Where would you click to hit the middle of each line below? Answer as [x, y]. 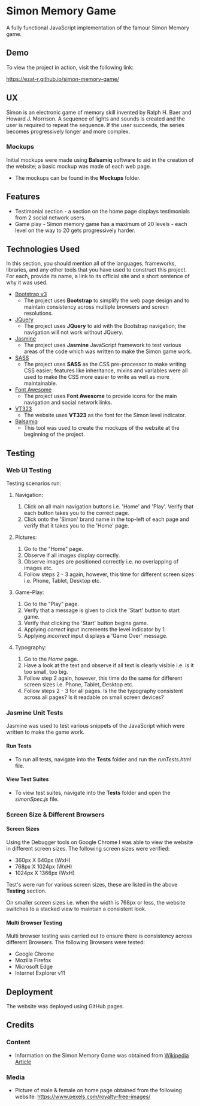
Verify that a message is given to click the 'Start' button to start [102, 610]
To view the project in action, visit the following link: [70, 67]
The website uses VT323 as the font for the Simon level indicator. [105, 415]
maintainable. [40, 383]
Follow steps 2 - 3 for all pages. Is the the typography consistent [104, 691]
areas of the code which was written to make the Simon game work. [108, 351]
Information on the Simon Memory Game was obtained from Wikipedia [102, 1055]
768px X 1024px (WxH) [43, 867]
